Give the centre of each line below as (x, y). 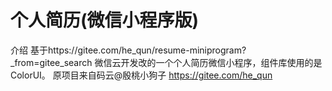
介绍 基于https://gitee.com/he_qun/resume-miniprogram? (128, 50)
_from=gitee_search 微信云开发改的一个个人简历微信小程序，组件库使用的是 (166, 62)
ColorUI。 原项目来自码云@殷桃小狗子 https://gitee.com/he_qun (141, 75)
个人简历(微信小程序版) (105, 20)
